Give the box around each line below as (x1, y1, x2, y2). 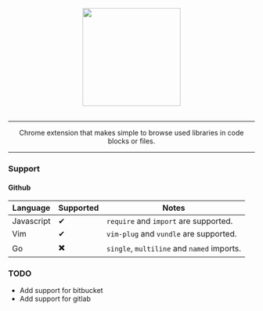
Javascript (12, 215, 51, 226)
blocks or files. (107, 136, 156, 146)
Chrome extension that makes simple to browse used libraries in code (19, 128, 244, 137)
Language (12, 203, 51, 214)
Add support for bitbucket (19, 286, 103, 295)
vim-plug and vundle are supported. (106, 229, 237, 240)
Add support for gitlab (19, 294, 92, 304)
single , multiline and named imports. (106, 243, 241, 254)
